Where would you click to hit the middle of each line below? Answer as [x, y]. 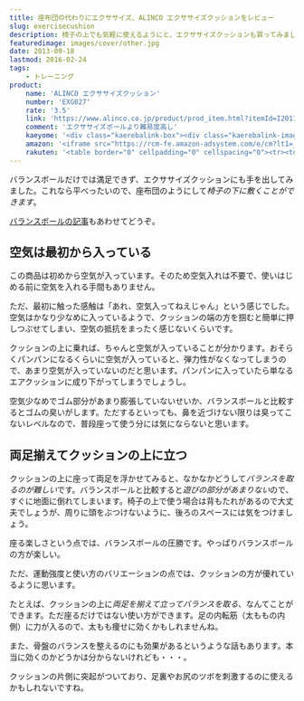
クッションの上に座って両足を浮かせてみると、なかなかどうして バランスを [148, 478]
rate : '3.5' [48, 110]
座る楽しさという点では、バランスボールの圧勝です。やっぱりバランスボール [152, 543]
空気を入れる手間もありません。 [100, 287]
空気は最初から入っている [81, 253]
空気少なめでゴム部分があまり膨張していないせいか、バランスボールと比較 [148, 401]
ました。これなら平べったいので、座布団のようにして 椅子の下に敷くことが [148, 190]
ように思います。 [48, 585]
